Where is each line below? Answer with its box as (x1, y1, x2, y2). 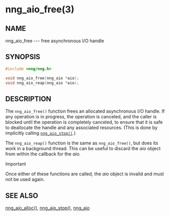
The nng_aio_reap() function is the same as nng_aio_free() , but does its (5, 140, 158, 146)
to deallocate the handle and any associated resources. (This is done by (5, 124, 158, 131)
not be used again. (5, 176, 45, 183)
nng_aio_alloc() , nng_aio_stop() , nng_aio (5, 205, 90, 211)
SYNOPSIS (5, 52, 41, 61)
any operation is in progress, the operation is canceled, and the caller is (5, 114, 157, 120)
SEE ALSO (5, 191, 39, 200)
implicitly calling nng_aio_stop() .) (5, 130, 76, 136)
